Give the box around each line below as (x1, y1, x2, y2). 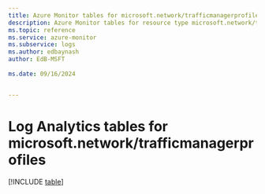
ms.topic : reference (8, 26, 77, 34)
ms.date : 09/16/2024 (8, 70, 77, 78)
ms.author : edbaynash (8, 48, 80, 56)
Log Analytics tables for (8, 117, 168, 135)
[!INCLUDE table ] (8, 177, 65, 186)
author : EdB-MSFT (8, 56, 65, 64)
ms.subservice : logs (8, 41, 77, 49)
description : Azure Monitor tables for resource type (8, 19, 189, 27)
